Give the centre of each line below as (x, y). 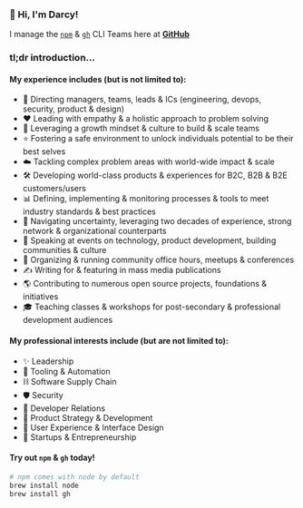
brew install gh (40, 493)
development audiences (68, 320)
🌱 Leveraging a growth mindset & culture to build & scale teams (141, 128)
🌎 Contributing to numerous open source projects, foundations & (145, 284)
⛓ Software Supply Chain (69, 381)
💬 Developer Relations (64, 408)
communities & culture (64, 250)
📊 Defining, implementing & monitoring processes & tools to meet (146, 199)
